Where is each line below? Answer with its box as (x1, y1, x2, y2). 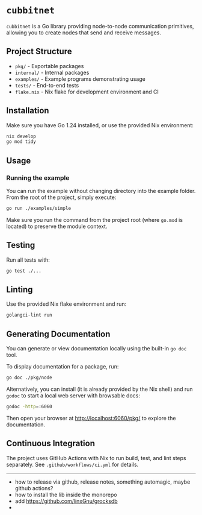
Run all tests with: (6, 256, 50, 264)
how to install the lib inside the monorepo (14, 491, 117, 498)
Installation (6, 106, 49, 116)
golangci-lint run (6, 312, 52, 318)
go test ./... (6, 268, 42, 274)
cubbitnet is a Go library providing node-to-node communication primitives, (6, 22, 194, 30)
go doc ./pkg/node (6, 374, 52, 381)
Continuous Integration (6, 438, 95, 449)
